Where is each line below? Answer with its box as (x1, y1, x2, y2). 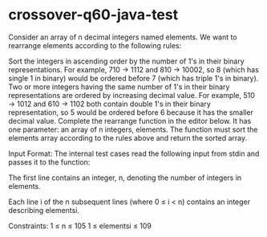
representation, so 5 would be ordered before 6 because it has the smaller (8, 107, 254, 117)
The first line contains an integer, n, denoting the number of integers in (8, 173, 242, 182)
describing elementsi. (8, 205, 80, 215)
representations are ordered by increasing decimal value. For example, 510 (8, 90, 255, 100)
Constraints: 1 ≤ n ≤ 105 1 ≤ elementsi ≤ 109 (8, 221, 152, 231)
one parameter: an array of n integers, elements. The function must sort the (8, 125, 258, 134)
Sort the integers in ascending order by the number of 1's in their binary (8, 56, 245, 66)
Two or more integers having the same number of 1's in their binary (8, 82, 230, 92)
